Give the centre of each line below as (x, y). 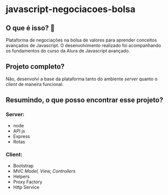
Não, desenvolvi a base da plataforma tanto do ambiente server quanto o (82, 79)
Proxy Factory (27, 182)
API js (19, 131)
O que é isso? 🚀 (30, 28)
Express (21, 136)
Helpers (21, 176)
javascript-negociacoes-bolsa (71, 9)
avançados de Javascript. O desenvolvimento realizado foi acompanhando (83, 45)
